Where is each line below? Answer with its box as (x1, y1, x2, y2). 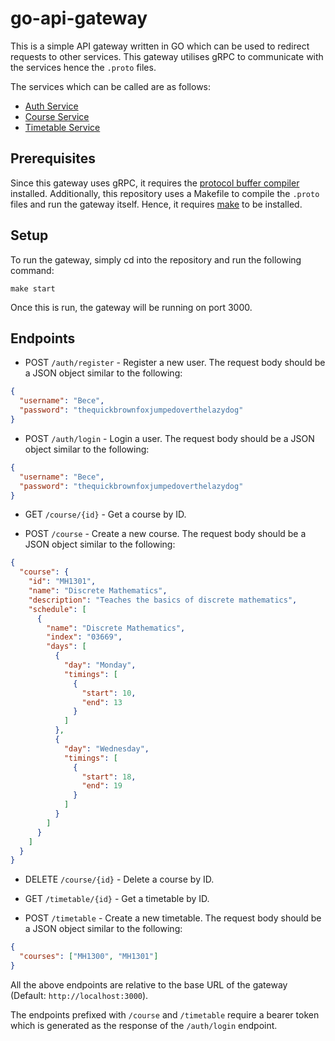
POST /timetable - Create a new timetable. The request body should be (24, 912, 322, 924)
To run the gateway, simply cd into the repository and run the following (10, 253, 302, 266)
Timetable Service (24, 121, 101, 133)
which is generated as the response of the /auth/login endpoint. (10, 1019, 278, 1031)
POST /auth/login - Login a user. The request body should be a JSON (24, 432, 315, 444)
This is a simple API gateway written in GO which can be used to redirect (10, 40, 310, 52)
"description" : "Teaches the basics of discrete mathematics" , (28, 595, 298, 605)
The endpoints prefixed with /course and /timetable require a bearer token (10, 1008, 320, 1021)
